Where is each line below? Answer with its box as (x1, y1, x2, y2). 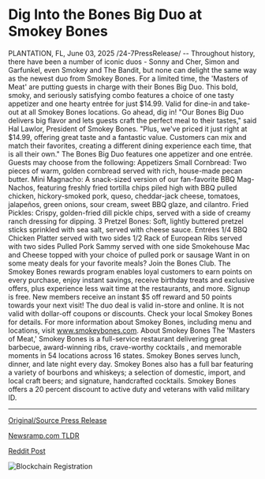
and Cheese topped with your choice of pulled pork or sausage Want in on (8, 250, 250, 259)
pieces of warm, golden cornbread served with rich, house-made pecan (8, 166, 243, 175)
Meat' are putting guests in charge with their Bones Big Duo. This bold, (8, 81, 238, 92)
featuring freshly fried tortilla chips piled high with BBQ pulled (36, 183, 237, 192)
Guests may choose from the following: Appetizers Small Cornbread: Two (8, 157, 247, 167)
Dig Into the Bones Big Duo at (8, 6, 203, 24)
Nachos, (8, 183, 35, 192)
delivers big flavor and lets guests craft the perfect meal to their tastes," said (8, 115, 257, 125)
